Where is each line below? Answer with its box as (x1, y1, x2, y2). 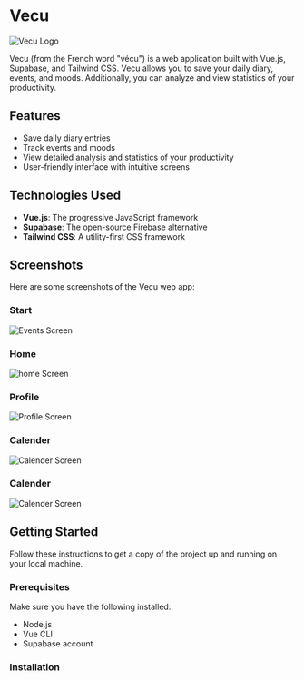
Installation (9, 660, 61, 673)
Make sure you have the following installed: (9, 601, 172, 612)
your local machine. (9, 557, 83, 568)
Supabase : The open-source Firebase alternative (22, 222, 208, 232)
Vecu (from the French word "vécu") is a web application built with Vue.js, (9, 53, 286, 64)
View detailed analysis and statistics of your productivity (22, 152, 234, 163)
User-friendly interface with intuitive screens (22, 161, 191, 172)
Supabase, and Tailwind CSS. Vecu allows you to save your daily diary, (9, 63, 274, 74)
